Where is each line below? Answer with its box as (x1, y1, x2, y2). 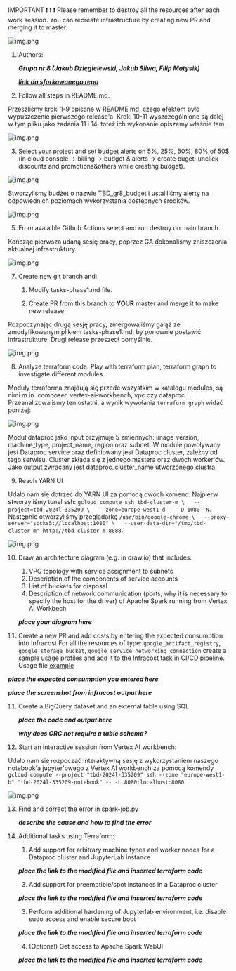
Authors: (18, 51, 44, 58)
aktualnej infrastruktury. (8, 245, 77, 253)
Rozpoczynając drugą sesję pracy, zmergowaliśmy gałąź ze (8, 320, 181, 329)
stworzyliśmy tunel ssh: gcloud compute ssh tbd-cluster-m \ (8, 498, 185, 506)
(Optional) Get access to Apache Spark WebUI (28, 942, 164, 950)
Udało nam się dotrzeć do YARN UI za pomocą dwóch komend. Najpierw (8, 490, 218, 498)
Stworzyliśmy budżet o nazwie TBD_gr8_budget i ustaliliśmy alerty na (8, 189, 209, 197)
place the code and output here (18, 715, 112, 724)
